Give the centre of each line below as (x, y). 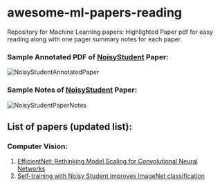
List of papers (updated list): (70, 127)
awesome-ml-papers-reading (94, 13)
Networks (31, 169)
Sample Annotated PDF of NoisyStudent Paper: (88, 57)
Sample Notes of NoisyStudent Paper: (72, 90)
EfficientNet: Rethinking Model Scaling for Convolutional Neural (108, 161)
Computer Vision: (37, 146)
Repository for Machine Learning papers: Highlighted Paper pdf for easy (110, 32)
